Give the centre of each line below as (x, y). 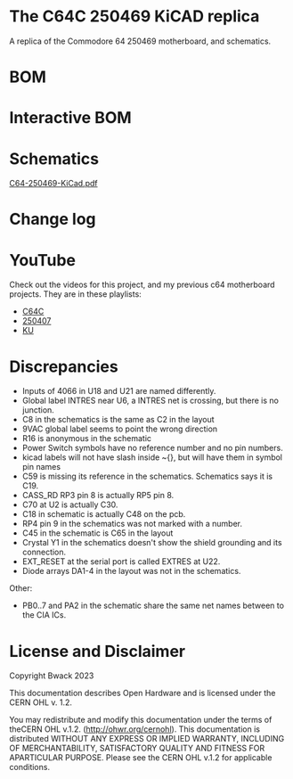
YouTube (42, 260)
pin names (41, 467)
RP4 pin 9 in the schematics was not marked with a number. (132, 524)
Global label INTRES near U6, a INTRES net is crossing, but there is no (150, 401)
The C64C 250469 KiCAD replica (134, 16)
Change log (53, 219)
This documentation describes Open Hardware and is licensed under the (142, 693)
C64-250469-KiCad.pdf (53, 184)
